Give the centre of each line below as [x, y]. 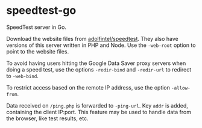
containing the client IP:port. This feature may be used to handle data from [99, 112]
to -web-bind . [23, 76]
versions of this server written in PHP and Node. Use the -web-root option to [101, 45]
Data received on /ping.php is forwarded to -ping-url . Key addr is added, [97, 105]
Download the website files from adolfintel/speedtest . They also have [93, 38]
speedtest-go [41, 11]
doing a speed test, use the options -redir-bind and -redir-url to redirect [99, 69]
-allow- [181, 88]
